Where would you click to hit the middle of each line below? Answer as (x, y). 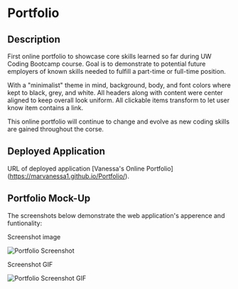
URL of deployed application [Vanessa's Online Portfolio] (91, 168)
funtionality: (25, 223)
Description (34, 39)
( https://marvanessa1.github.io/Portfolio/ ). (69, 176)
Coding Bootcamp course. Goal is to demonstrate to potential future (107, 64)
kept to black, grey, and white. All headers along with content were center (115, 93)
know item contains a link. (45, 108)
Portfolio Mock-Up (49, 198)
